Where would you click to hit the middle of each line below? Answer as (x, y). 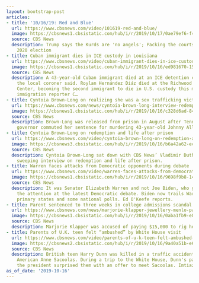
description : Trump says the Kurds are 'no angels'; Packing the (94, 45)
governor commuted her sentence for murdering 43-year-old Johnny (100, 128)
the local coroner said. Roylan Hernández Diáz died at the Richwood (105, 84)
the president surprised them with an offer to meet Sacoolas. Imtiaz (106, 265)
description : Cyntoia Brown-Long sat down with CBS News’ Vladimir (97, 155)
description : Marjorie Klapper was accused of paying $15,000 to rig (99, 227)
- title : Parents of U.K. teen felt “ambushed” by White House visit (94, 232)
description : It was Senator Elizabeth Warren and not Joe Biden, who (100, 188)
